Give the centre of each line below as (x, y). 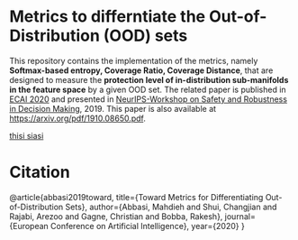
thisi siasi (27, 135)
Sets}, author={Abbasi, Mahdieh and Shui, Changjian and (171, 207)
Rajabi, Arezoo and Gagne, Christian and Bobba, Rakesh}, (116, 216)
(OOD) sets (145, 36)
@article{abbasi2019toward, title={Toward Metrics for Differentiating (136, 197)
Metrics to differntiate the (108, 17)
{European (29, 226)
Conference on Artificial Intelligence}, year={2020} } (148, 226)
